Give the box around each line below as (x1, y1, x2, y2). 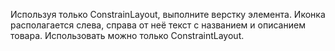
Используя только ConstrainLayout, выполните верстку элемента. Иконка (10, 9, 326, 20)
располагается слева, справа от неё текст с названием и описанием (10, 19, 306, 31)
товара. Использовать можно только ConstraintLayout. (10, 30, 245, 41)
